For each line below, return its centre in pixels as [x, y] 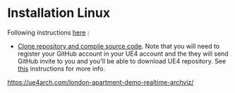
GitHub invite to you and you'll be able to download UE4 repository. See [122, 61]
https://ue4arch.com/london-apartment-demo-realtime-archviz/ [101, 82]
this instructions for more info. [61, 68]
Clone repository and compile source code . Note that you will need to [119, 46]
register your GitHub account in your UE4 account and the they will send [123, 54]
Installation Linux [59, 13]
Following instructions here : [48, 32]
